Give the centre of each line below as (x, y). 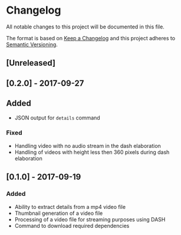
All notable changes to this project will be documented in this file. (85, 27)
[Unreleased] (31, 63)
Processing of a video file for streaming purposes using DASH (90, 219)
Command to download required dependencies (72, 226)
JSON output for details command (57, 117)
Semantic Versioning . (32, 44)
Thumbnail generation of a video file (59, 213)
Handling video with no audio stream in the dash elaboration (88, 146)
